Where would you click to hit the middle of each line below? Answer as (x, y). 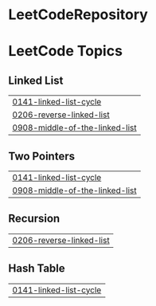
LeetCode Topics (66, 51)
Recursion (34, 219)
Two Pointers (42, 156)
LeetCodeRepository (78, 15)
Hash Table (37, 269)
